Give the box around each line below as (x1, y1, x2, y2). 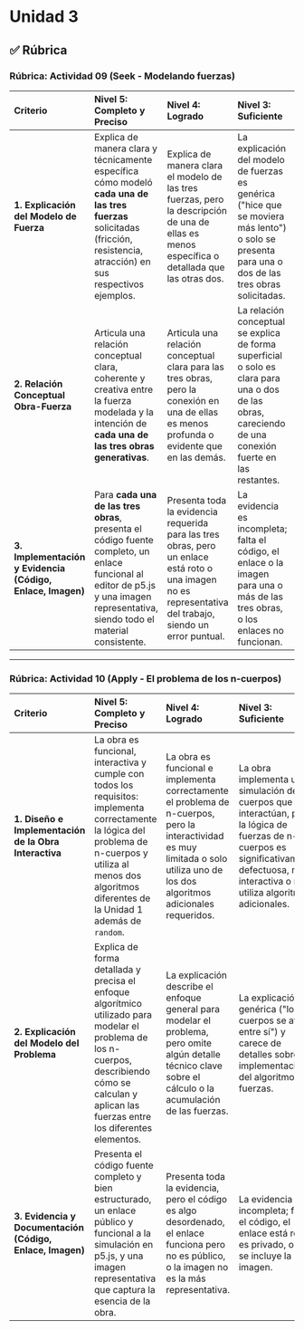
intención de (93, 416, 147, 429)
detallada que (166, 261, 225, 273)
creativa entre (93, 383, 154, 396)
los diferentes (93, 1122, 152, 1134)
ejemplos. (93, 289, 136, 301)
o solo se (237, 233, 276, 245)
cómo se (93, 1076, 131, 1089)
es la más (166, 1272, 206, 1285)
